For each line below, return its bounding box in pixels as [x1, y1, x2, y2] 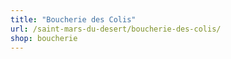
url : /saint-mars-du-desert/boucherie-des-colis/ [10, 24, 222, 34]
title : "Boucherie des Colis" [10, 14, 137, 25]
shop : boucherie [10, 33, 78, 43]
